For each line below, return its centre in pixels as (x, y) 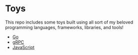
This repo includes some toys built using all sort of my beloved (69, 22)
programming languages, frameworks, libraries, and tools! (64, 27)
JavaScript (23, 47)
